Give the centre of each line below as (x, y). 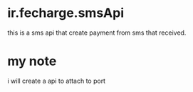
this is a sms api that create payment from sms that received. (97, 33)
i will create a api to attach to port (56, 81)
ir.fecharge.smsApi (66, 13)
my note (32, 61)
